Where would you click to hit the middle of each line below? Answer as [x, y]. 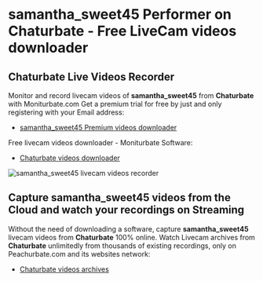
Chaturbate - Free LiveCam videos [122, 31]
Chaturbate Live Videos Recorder [91, 77]
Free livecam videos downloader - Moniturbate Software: [100, 142]
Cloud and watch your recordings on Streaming [126, 210]
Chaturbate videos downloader [69, 158]
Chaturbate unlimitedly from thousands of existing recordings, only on [122, 246]
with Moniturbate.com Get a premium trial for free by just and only [115, 104]
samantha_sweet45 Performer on [120, 15]
